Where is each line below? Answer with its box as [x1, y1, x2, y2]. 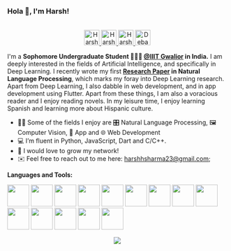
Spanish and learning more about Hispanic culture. [7, 104, 154, 113]
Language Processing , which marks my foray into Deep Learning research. [7, 75, 225, 83]
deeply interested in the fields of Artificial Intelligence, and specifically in [7, 59, 216, 69]
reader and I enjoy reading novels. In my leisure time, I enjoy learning [7, 97, 206, 106]
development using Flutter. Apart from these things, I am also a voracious [7, 89, 218, 98]
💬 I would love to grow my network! [17, 147, 119, 155]
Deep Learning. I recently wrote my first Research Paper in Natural [7, 67, 200, 76]
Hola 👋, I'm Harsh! [7, 6, 70, 16]
